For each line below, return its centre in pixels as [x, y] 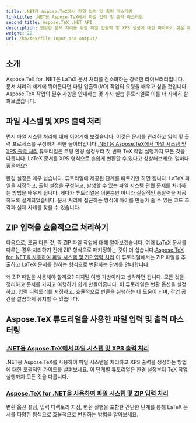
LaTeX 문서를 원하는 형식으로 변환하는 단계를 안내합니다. [85, 264]
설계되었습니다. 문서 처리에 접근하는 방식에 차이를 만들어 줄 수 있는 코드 [102, 200]
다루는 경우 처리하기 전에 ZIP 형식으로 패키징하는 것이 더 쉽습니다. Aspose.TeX [95, 250]
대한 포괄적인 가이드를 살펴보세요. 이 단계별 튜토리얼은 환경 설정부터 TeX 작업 [100, 370]
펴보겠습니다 [20, 101]
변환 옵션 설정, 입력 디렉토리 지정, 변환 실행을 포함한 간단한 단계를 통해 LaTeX [94, 407]
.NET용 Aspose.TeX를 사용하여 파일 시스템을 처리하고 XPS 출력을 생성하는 [91, 362]
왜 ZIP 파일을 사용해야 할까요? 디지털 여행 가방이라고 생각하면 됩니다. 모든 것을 [95, 277]
